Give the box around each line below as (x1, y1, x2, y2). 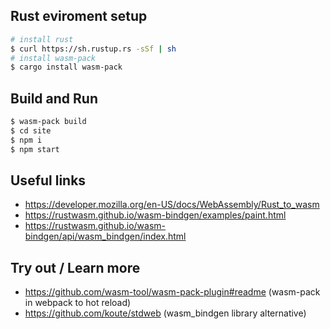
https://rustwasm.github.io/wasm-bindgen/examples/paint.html (24, 209, 287, 221)
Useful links (10, 172, 87, 189)
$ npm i (10, 135, 43, 145)
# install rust (10, 34, 74, 44)
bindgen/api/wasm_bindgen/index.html (24, 230, 187, 243)
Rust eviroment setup (10, 8, 148, 25)
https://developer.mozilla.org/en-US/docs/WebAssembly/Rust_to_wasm (24, 199, 320, 211)
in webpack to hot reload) (24, 297, 132, 309)
